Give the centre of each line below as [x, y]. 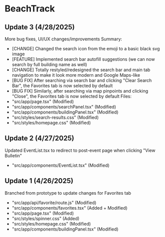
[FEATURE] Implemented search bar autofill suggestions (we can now [83, 59]
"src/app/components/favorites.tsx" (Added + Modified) [70, 208]
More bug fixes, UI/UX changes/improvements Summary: [64, 39]
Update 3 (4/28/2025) [40, 27]
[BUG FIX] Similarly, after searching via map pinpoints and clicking [80, 91]
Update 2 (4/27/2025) [39, 138]
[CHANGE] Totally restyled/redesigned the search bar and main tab [81, 70]
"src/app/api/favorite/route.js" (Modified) [54, 203]
